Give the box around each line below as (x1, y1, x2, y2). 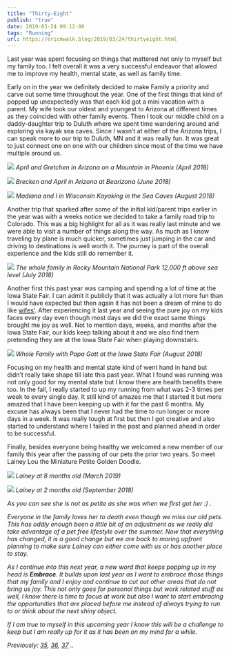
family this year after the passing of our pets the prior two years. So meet (7, 450, 216, 458)
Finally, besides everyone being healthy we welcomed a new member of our (7, 443, 224, 451)
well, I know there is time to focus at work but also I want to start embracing (7, 592, 224, 601)
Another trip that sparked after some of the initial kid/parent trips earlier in (7, 205, 217, 214)
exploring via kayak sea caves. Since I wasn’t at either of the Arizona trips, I (7, 127, 222, 135)
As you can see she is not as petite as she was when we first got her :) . (7, 499, 212, 508)
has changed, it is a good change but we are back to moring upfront (7, 535, 202, 543)
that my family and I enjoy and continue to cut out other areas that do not (7, 578, 217, 586)
